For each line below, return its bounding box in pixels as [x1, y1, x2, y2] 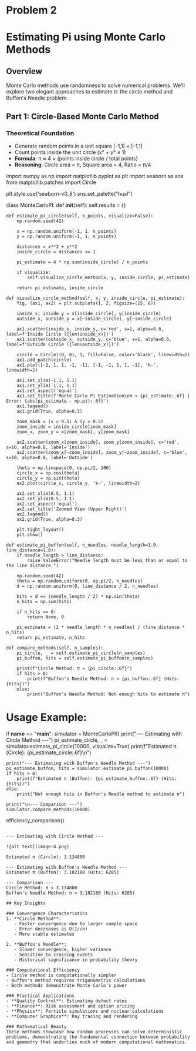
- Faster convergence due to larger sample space [13, 921, 138, 926]
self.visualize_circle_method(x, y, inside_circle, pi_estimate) [27, 275, 191, 280]
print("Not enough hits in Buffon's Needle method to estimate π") [16, 791, 185, 797]
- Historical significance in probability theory [13, 956, 138, 963]
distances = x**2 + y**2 [16, 243, 77, 250]
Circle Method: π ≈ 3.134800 [6, 885, 77, 891]
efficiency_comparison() [6, 816, 65, 824]
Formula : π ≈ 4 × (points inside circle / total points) [14, 155, 138, 162]
